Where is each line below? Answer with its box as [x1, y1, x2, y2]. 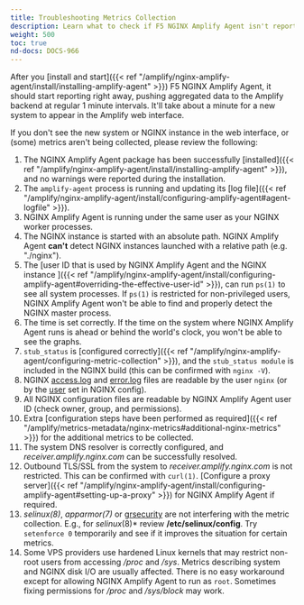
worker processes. [23, 222, 94, 233]
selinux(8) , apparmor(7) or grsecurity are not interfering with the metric [23, 509, 290, 519]
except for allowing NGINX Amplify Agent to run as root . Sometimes [23, 576, 277, 587]
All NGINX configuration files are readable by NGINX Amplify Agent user [23, 394, 292, 405]
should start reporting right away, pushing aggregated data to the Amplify [10, 91, 284, 102]
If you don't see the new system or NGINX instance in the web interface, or [10, 127, 290, 138]
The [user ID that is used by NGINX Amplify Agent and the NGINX [23, 260, 267, 270]
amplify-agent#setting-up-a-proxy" [23, 490, 156, 500]
